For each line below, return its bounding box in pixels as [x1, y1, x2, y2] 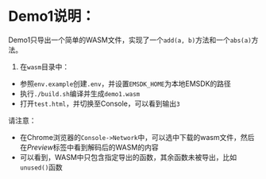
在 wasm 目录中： [19, 61, 70, 72]
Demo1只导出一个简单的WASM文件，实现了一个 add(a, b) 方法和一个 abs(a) [8, 35, 252, 45]
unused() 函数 [19, 162, 64, 172]
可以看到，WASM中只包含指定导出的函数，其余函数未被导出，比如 [19, 152, 237, 161]
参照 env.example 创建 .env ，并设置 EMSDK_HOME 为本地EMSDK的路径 [19, 79, 232, 88]
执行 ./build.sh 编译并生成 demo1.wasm [19, 88, 141, 98]
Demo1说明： [8, 7, 95, 25]
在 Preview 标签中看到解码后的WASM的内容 [19, 142, 159, 152]
